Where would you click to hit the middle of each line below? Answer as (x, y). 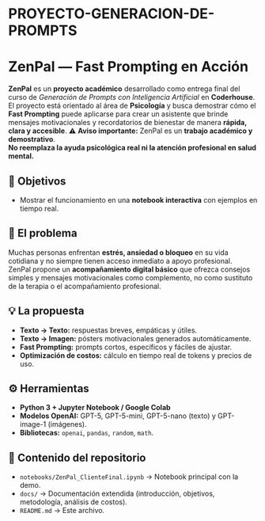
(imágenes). (67, 424)
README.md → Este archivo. (62, 511)
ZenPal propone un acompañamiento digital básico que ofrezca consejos (129, 269)
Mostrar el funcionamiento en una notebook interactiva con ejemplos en (138, 200)
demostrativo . (32, 139)
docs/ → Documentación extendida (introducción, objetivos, (117, 494)
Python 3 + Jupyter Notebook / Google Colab (95, 408)
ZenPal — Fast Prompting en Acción (129, 67)
